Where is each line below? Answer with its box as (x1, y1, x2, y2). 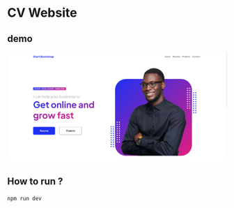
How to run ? (7, 175, 63, 187)
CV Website (7, 5, 78, 21)
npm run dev (7, 195, 42, 202)
